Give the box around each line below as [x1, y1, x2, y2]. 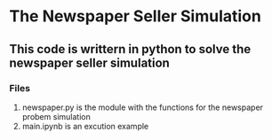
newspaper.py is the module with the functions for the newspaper [21, 102, 264, 113]
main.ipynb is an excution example [21, 121, 149, 131]
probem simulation [21, 111, 91, 121]
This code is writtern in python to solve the [9, 42, 252, 57]
